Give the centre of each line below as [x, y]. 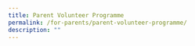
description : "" [34, 30]
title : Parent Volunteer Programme [66, 15]
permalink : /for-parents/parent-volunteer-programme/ [98, 23]
